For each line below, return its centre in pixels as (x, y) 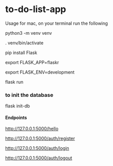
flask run (14, 82)
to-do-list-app (36, 9)
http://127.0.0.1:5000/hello (32, 129)
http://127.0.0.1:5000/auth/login (37, 148)
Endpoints (16, 118)
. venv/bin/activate (24, 43)
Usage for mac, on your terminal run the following (56, 23)
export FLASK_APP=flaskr (32, 62)
